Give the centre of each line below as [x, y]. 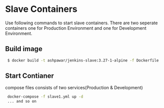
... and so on [22, 102]
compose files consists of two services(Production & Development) [74, 88]
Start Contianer [30, 76]
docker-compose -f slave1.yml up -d [45, 97]
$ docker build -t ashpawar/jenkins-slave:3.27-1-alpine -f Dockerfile [83, 60]
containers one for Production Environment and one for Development [76, 28]
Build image [24, 49]
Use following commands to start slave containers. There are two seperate [82, 23]
